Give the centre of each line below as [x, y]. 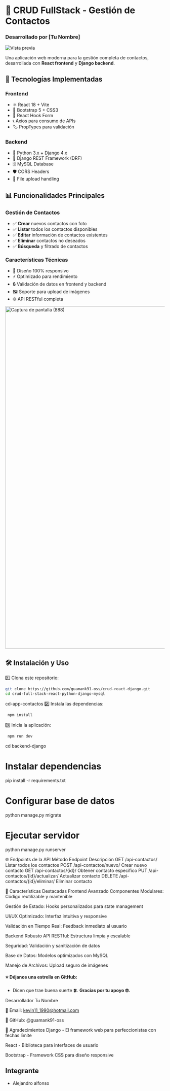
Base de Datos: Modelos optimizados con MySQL [57, 955]
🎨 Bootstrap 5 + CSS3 [35, 110]
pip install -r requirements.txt [35, 780]
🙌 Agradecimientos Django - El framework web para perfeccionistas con [81, 1030]
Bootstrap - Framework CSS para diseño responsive [59, 1055]
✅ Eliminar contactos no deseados [49, 241]
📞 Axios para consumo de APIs [44, 121]
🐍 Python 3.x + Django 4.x [40, 153]
